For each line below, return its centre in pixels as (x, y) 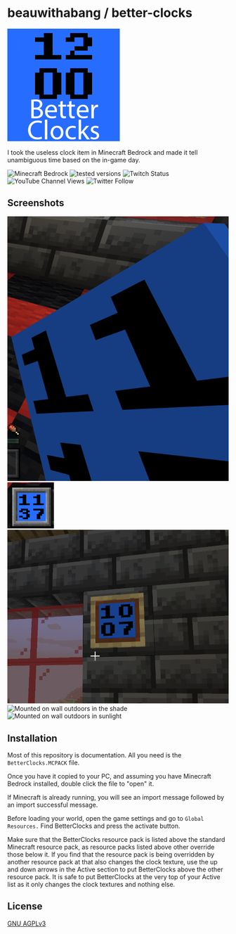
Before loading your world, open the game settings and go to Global (106, 819)
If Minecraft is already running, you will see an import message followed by (116, 798)
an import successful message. (53, 805)
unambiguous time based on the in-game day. (74, 160)
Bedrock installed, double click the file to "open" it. (81, 784)
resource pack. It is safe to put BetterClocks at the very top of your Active (114, 877)
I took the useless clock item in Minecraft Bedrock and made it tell (103, 152)
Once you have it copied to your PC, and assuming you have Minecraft (109, 776)
